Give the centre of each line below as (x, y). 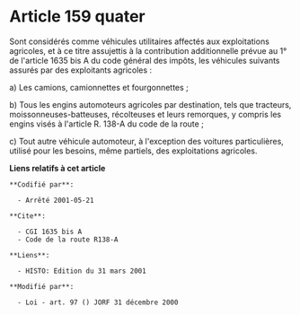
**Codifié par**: (42, 184)
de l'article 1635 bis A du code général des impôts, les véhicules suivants (145, 60)
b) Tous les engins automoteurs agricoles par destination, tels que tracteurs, (150, 104)
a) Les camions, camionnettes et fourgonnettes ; (99, 87)
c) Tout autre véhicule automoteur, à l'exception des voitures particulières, (147, 141)
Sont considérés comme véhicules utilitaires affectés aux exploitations (139, 41)
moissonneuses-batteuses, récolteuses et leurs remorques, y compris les (145, 114)
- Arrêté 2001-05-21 (56, 200)
